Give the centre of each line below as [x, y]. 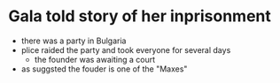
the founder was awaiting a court [95, 59]
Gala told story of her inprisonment [140, 16]
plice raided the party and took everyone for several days [126, 49]
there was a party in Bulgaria [74, 41]
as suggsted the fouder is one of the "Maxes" [104, 69]
